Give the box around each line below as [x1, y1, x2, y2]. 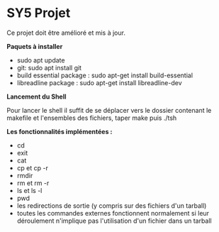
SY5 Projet [6, 5, 71, 21]
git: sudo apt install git [16, 63, 82, 72]
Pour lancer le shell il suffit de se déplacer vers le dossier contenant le [6, 106, 212, 114]
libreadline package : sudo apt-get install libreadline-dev [16, 78, 182, 87]
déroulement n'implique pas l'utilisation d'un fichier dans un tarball [16, 216, 212, 225]
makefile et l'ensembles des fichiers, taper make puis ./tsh [6, 114, 177, 122]
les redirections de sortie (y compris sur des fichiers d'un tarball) [16, 201, 207, 210]
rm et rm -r [16, 179, 50, 187]
